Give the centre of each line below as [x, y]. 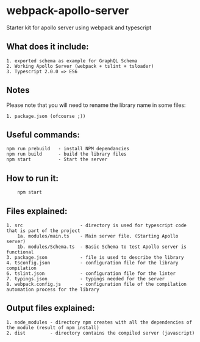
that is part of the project [43, 231]
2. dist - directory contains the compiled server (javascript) [101, 333]
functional [20, 252]
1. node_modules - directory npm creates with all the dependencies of [99, 322]
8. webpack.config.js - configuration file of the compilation [97, 284]
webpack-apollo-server [68, 11]
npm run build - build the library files [66, 154]
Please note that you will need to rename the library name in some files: [96, 105]
